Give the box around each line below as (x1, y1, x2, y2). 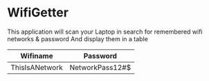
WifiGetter (7, 5, 69, 21)
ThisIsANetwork (10, 62, 64, 72)
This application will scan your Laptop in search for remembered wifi (7, 27, 203, 36)
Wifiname (20, 51, 53, 60)
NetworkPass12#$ (69, 62, 131, 72)
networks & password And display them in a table (7, 34, 149, 43)
